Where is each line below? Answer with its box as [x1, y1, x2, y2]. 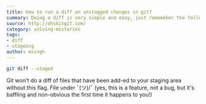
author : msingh [6, 49, 45, 55]
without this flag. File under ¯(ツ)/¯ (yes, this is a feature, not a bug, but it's [6, 84, 195, 91]
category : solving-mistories [6, 26, 81, 32]
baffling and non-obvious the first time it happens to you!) [6, 91, 153, 98]
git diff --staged [6, 65, 53, 72]
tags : [6, 32, 20, 38]
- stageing [6, 43, 34, 50]
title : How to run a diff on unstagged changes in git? [6, 9, 152, 15]
